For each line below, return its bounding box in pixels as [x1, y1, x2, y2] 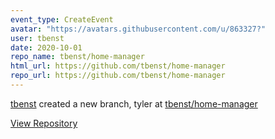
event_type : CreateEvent [10, 14, 114, 25]
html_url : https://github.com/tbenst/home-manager [10, 61, 226, 71]
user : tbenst [10, 33, 65, 43]
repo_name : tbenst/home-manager [10, 52, 145, 62]
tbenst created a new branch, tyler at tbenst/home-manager [10, 97, 258, 110]
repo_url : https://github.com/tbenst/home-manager [10, 71, 226, 81]
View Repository [10, 117, 78, 129]
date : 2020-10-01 [10, 42, 83, 53]
